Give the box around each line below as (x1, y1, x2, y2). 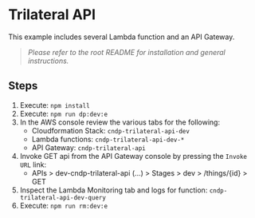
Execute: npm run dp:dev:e (19, 109, 108, 118)
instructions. (27, 56, 69, 65)
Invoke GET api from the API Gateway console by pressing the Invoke (19, 151, 248, 161)
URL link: (19, 160, 46, 169)
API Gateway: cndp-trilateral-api (31, 142, 146, 153)
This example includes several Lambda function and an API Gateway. (8, 32, 235, 42)
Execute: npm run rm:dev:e (19, 200, 108, 210)
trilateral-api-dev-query (19, 193, 106, 201)
